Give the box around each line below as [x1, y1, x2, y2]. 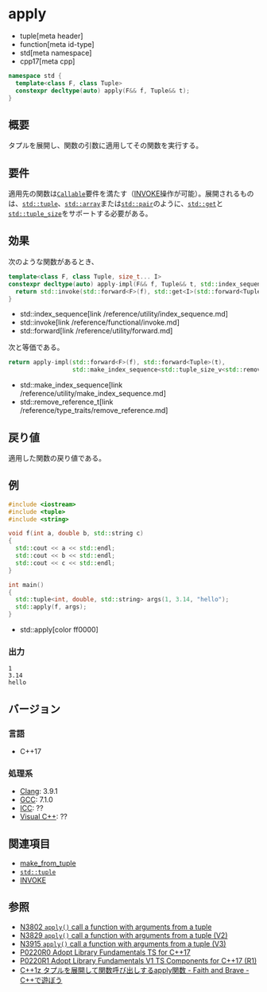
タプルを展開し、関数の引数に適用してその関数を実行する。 [8, 141, 203, 150]
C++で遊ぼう [19, 975, 63, 985]
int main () [8, 581, 44, 589]
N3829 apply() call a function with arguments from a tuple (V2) [19, 930, 228, 939]
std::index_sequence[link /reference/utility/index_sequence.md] [19, 309, 229, 319]
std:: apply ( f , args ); [15, 603, 87, 611]
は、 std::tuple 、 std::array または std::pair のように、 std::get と [8, 199, 224, 208]
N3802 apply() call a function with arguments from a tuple [19, 922, 212, 932]
